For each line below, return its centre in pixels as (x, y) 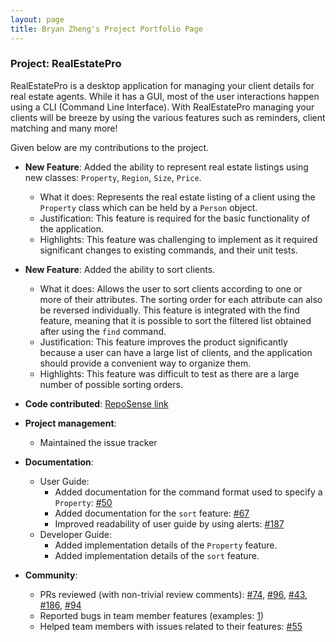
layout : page (37, 19)
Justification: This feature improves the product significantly (163, 342)
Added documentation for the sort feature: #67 (152, 513)
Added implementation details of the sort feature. (157, 555)
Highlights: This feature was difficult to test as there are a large (169, 373)
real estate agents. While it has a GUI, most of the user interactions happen (165, 96)
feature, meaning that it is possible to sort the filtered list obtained (175, 320)
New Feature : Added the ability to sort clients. (120, 269)
